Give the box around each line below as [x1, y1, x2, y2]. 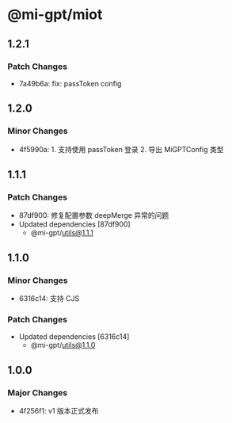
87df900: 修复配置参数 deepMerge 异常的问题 [18, 211, 169, 220]
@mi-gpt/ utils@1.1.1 [30, 228, 94, 238]
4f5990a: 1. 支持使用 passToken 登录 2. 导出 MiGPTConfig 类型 [18, 144, 224, 154]
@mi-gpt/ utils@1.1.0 [30, 341, 96, 350]
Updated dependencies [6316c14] [18, 332, 130, 341]
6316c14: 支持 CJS [18, 293, 80, 303]
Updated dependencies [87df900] [18, 219, 131, 229]
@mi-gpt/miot [7, 6, 103, 24]
